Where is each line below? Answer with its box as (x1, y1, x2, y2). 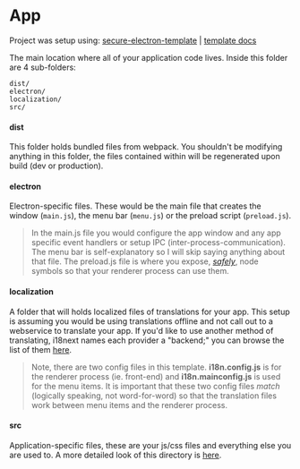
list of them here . (9, 344, 73, 354)
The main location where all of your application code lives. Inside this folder (9, 52, 288, 63)
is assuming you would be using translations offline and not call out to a (9, 315, 273, 327)
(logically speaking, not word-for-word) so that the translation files (30, 390, 278, 401)
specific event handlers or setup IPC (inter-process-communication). (30, 237, 287, 248)
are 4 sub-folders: (9, 62, 76, 72)
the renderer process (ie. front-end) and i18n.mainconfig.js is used (30, 371, 281, 381)
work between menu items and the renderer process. (30, 399, 228, 410)
